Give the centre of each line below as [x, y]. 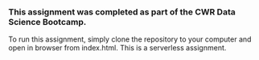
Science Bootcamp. [47, 22]
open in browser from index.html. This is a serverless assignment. [117, 48]
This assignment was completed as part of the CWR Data [122, 12]
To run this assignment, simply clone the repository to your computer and [130, 39]
